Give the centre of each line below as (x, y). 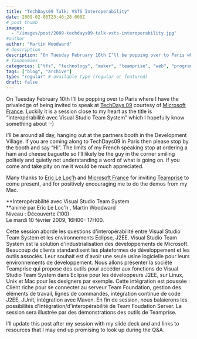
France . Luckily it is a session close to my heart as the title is (79, 111)
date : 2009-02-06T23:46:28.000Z (45, 17)
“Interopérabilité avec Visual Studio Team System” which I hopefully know (95, 117)
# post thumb (22, 22)
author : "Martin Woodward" (39, 44)
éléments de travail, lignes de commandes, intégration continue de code (93, 294)
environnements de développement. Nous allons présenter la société (89, 262)
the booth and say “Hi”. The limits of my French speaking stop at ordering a (97, 148)
